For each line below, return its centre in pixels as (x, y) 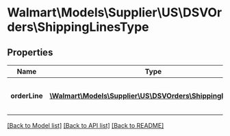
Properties (30, 52)
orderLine (27, 96)
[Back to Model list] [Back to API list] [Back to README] (86, 125)
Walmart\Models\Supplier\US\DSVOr (115, 13)
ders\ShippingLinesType (78, 27)
